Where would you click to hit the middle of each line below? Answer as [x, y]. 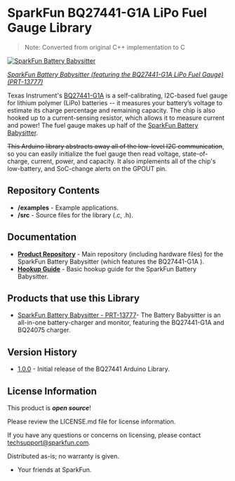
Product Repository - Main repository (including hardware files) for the [120, 254]
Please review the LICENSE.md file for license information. [92, 421]
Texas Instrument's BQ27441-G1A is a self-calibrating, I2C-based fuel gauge [117, 95]
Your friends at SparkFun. [54, 470]
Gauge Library [50, 28]
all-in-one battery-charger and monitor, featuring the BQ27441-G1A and [121, 323]
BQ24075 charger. [44, 330]
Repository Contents [54, 191]
